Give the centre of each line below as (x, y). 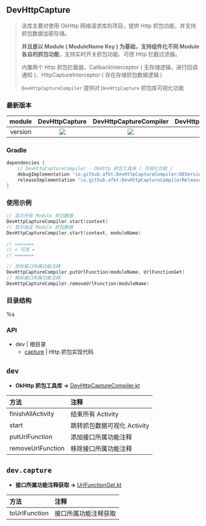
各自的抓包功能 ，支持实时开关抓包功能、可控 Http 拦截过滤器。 (101, 54)
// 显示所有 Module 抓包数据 (40, 216)
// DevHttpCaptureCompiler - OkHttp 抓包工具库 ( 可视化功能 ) (95, 169)
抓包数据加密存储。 (46, 33)
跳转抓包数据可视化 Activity (110, 426)
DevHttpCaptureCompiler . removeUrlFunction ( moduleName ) (78, 284)
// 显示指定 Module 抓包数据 (40, 227)
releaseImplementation (46, 180)
